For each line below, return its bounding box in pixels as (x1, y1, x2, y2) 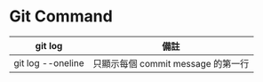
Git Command (9, 6, 113, 27)
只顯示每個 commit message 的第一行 (92, 57, 250, 70)
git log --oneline (13, 56, 84, 69)
